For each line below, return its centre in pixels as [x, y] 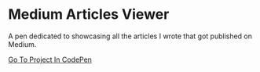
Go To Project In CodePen [50, 59]
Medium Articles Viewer [89, 14]
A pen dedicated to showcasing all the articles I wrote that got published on [130, 36]
